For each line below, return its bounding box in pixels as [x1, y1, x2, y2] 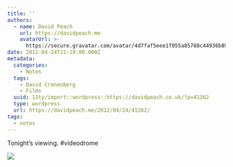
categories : [13, 62, 49, 69]
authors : [7, 17, 33, 24]
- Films [19, 87, 42, 94]
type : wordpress [13, 100, 60, 107]
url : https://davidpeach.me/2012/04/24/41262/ [13, 107, 150, 114]
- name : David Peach [13, 23, 73, 30]
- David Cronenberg [19, 81, 76, 88]
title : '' [7, 10, 36, 17]
